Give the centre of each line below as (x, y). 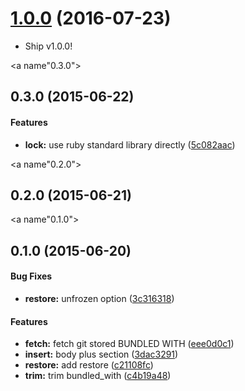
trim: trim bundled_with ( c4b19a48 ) (98, 376)
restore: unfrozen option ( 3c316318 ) (99, 298)
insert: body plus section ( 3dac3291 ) (101, 354)
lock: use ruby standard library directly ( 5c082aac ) (130, 144)
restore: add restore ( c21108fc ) (89, 365)
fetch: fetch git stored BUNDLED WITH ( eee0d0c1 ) (129, 344)
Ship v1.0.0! (48, 46)
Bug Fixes (31, 276)
